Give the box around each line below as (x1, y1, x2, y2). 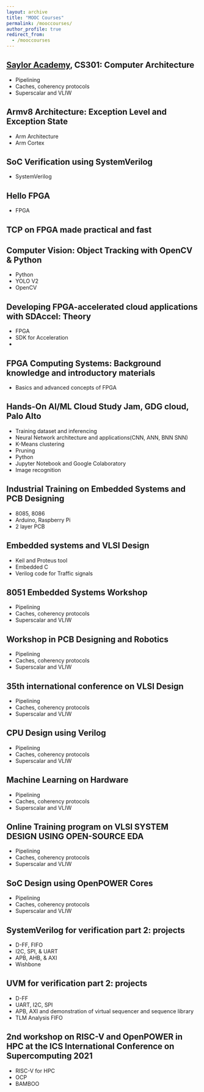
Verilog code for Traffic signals (15, 569, 93, 577)
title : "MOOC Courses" (6, 15, 64, 21)
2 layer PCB (15, 523, 45, 530)
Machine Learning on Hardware (6, 775, 129, 785)
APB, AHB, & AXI (15, 954, 57, 962)
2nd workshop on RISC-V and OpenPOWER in (6, 1032, 183, 1042)
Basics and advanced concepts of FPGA (15, 384, 117, 391)
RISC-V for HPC (15, 1067, 56, 1074)
